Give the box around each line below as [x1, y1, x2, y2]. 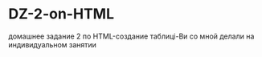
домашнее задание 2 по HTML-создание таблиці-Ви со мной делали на [8, 31, 255, 41]
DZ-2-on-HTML [8, 5, 115, 23]
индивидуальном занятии [8, 39, 96, 49]
